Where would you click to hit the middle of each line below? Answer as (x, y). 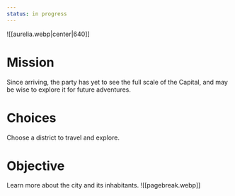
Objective (36, 166)
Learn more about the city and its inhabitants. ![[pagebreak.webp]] (104, 185)
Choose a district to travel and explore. (63, 137)
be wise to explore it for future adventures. (69, 90)
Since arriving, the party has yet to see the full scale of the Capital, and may (117, 82)
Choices (31, 118)
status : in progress (37, 14)
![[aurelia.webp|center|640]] (48, 34)
